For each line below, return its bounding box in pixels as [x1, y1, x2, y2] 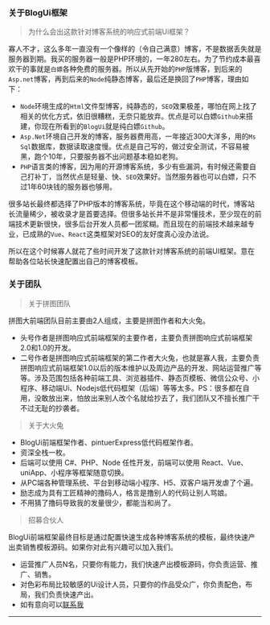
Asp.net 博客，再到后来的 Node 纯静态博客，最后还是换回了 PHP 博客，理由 [8, 74, 243, 84]
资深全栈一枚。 [19, 447, 70, 457]
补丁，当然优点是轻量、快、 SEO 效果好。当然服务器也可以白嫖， [34, 172, 243, 182]
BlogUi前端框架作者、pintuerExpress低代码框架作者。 [19, 437, 198, 447]
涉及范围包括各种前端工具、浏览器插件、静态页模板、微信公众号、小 [34, 373, 260, 383]
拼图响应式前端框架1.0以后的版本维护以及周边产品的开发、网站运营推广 [19, 362, 255, 372]
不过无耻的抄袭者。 [19, 403, 84, 412]
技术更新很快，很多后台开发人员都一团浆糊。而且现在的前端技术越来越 [14, 219, 247, 229]
